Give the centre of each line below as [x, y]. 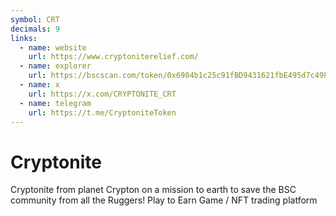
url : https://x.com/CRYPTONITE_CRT [102, 94]
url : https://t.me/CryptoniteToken [102, 112]
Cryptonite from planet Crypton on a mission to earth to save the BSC [153, 190]
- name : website [53, 47]
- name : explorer [55, 66]
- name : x [39, 85]
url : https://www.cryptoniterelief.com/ [113, 57]
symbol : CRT [35, 19]
